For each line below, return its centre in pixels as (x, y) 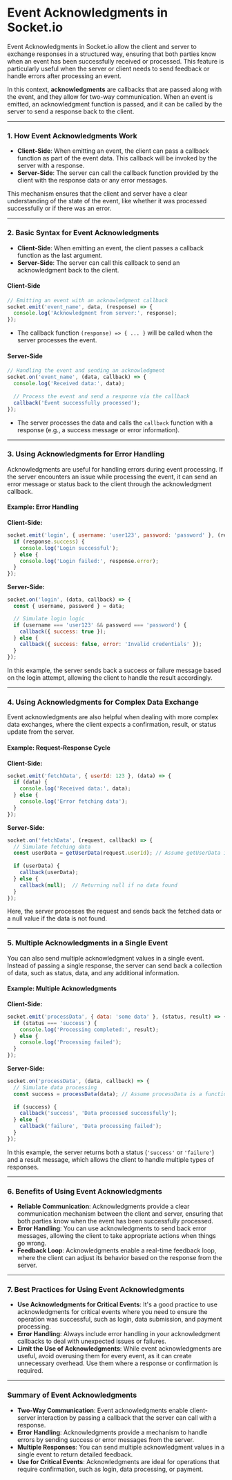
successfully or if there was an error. (59, 208)
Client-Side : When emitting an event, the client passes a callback (110, 248)
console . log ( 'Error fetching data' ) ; (74, 802)
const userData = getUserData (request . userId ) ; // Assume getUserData (117, 853)
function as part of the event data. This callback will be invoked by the (117, 158)
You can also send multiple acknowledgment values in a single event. (106, 958)
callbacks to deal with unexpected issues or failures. (92, 1341)
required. (30, 1371)
